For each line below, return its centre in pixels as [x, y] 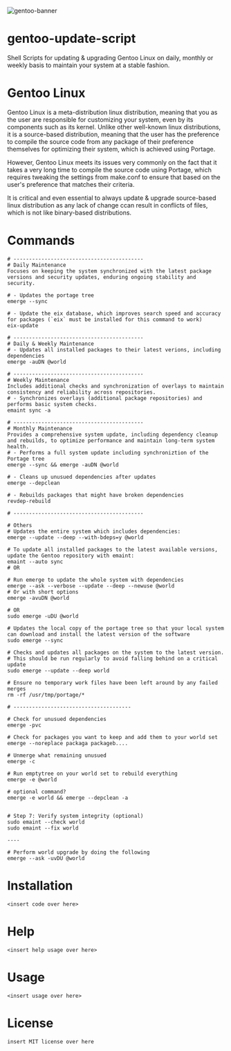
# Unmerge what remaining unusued [57, 755]
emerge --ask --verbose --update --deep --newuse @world [91, 586]
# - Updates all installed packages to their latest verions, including [114, 349]
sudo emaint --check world [46, 822]
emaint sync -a [29, 410]
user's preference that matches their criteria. [71, 184]
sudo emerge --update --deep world [58, 670]
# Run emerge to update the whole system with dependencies [96, 580]
